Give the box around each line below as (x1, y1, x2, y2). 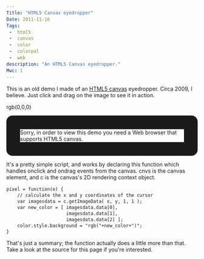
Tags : (6, 22, 20, 29)
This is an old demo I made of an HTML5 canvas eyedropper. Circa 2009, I (6, 85, 193, 92)
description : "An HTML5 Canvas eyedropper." (6, 61, 121, 67)
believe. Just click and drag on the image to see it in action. (6, 91, 155, 98)
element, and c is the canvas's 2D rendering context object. (6, 173, 156, 181)
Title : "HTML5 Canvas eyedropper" (6, 10, 94, 16)
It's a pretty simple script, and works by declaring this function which (6, 161, 179, 168)
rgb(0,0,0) (6, 103, 32, 111)
